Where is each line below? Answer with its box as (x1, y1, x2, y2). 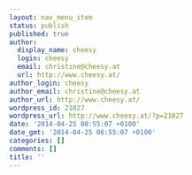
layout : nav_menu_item (9, 12, 93, 22)
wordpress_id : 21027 (9, 103, 86, 112)
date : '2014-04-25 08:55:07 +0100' (9, 120, 141, 129)
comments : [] (9, 144, 58, 153)
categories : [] (9, 136, 65, 145)
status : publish (9, 21, 69, 30)
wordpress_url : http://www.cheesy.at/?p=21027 (9, 111, 184, 120)
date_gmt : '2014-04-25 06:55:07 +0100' (9, 128, 157, 137)
